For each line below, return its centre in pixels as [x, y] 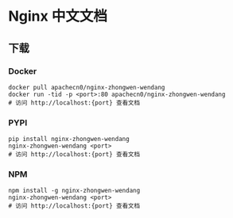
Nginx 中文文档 [58, 16]
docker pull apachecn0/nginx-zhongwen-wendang [87, 87]
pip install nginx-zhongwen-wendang [69, 140]
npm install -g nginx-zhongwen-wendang [74, 191]
